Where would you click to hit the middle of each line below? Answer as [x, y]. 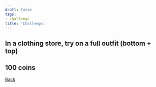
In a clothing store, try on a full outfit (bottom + [78, 43]
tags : [11, 14]
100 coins [20, 68]
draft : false [18, 10]
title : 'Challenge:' [26, 23]
